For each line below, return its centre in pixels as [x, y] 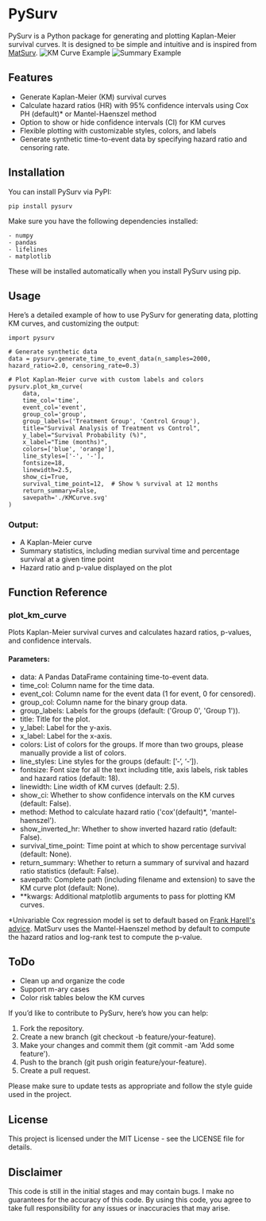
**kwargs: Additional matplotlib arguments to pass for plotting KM [127, 896]
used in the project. [40, 1095]
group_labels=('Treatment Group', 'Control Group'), [112, 422]
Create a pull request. [55, 1071]
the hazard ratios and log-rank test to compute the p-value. [105, 937]
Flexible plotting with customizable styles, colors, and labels [118, 130]
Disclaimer [35, 1172]
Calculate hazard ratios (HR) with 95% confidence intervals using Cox [134, 105]
